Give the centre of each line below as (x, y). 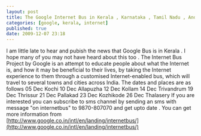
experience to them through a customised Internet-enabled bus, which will (98, 76)
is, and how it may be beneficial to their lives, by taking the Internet (89, 70)
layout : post (22, 12)
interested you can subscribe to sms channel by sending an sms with (91, 101)
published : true (26, 28)
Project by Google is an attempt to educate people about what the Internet (98, 64)
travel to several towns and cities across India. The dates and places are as (99, 83)
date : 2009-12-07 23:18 (36, 34)
